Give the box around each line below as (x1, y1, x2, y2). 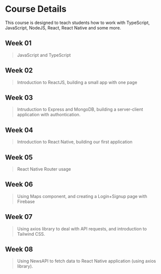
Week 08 (5, 245, 33, 253)
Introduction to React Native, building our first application (17, 139, 133, 145)
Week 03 (5, 93, 33, 101)
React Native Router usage (17, 166, 71, 172)
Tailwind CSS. (17, 231, 46, 237)
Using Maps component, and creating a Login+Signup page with (17, 193, 148, 199)
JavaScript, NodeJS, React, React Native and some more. (5, 25, 121, 30)
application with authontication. (17, 112, 81, 118)
